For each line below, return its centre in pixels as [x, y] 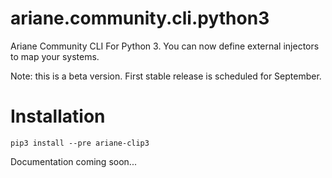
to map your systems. [55, 56]
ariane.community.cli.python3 [140, 18]
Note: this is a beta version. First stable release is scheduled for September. [166, 76]
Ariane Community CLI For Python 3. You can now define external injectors [165, 46]
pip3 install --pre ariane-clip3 [80, 143]
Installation [58, 116]
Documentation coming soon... [73, 161]
